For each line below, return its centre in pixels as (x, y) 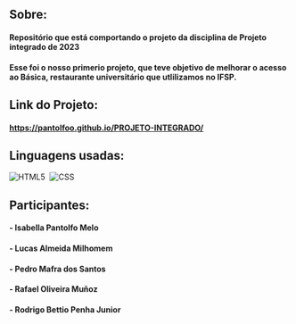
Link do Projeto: (53, 105)
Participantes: (49, 205)
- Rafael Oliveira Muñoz (53, 289)
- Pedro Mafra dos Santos (58, 269)
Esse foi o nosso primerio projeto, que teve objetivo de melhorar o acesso (148, 67)
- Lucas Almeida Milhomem (61, 248)
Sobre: (28, 15)
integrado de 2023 (45, 46)
